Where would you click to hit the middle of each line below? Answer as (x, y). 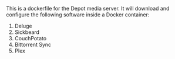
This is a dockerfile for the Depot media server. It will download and (88, 8)
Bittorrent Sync (33, 44)
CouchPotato (31, 38)
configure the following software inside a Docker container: (78, 15)
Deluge (23, 26)
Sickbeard (27, 32)
